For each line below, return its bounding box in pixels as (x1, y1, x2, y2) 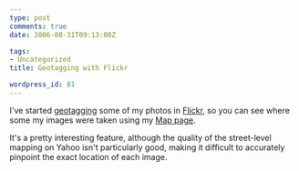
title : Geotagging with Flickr (9, 64, 129, 73)
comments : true (9, 22, 67, 31)
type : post (9, 13, 51, 23)
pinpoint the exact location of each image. (9, 151, 168, 162)
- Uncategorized (9, 55, 71, 65)
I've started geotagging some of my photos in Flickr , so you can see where (9, 105, 290, 116)
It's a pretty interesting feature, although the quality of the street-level (9, 132, 272, 143)
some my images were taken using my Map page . (9, 115, 196, 126)
